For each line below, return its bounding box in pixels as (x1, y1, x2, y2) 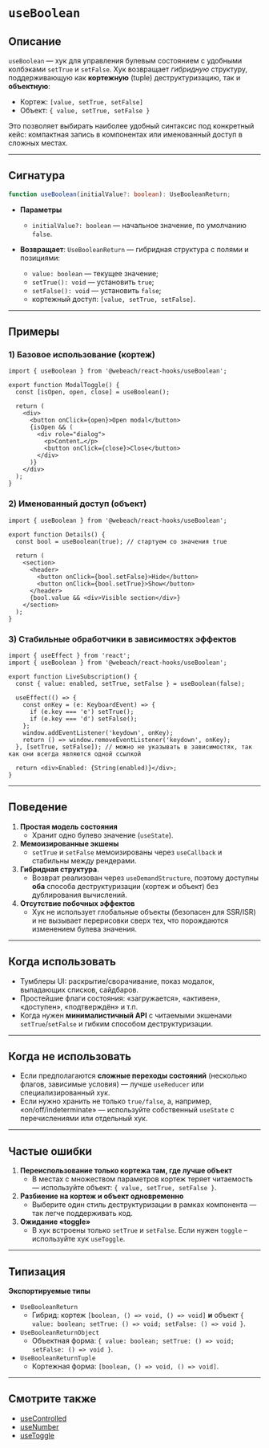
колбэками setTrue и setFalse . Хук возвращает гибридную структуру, (8, 64, 248, 74)
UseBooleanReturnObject (19, 1329, 100, 1337)
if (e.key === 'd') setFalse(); (29, 715, 138, 723)
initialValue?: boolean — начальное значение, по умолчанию (31, 220, 247, 230)
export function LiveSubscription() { (8, 672, 138, 680)
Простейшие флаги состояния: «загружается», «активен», (19, 993, 221, 1003)
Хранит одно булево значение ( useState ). (31, 830, 174, 840)
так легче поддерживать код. (31, 1209, 134, 1218)
